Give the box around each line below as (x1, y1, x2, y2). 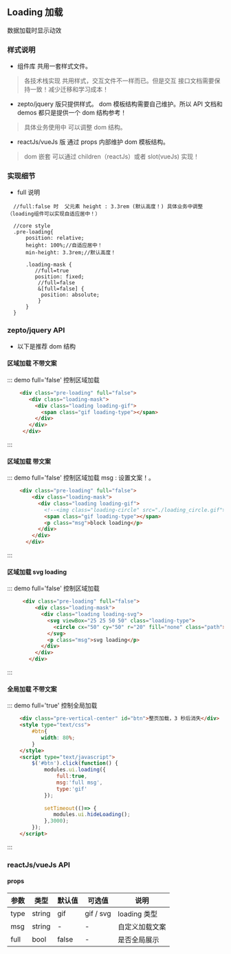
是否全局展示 (118, 935, 159, 945)
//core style (13, 222, 51, 229)
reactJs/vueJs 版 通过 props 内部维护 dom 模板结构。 (16, 138, 170, 146)
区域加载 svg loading (7, 568, 67, 576)
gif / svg (85, 909, 111, 918)
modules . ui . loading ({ (43, 767, 107, 774)
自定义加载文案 (118, 922, 166, 932)
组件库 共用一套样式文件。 (16, 62, 91, 70)
